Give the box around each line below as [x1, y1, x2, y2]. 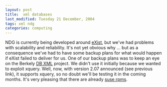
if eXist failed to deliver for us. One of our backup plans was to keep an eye [5, 55, 160, 61]
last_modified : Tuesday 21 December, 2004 [5, 16, 95, 21]
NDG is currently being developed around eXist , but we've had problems [5, 39, 154, 45]
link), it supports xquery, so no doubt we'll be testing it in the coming [5, 71, 146, 77]
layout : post [5, 7, 32, 12]
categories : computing [5, 26, 52, 31]
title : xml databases [5, 12, 52, 17]
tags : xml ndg [5, 21, 35, 26]
